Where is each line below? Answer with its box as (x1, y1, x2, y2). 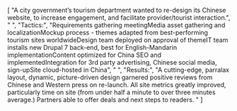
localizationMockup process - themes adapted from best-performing (7, 28, 209, 37)
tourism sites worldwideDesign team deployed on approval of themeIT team (7, 36, 229, 44)
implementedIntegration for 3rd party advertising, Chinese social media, (7, 58, 217, 66)
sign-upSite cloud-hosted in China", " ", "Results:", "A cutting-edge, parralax (7, 66, 230, 74)
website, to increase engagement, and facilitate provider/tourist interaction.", (7, 13, 231, 22)
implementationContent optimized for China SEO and (7, 51, 161, 59)
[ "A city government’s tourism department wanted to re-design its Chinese (7, 6, 226, 14)
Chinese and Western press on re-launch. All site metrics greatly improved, (7, 81, 226, 89)
